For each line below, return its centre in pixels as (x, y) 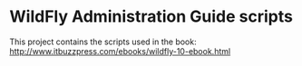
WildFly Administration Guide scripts (151, 17)
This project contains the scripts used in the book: (103, 42)
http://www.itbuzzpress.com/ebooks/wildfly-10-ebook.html (120, 51)
